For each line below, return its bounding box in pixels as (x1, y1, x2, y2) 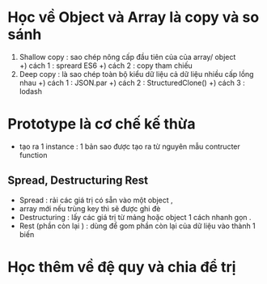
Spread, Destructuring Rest (7, 174, 149, 188)
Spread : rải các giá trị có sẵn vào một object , (19, 195, 173, 205)
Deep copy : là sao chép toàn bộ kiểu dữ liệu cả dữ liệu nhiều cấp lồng (19, 69, 254, 78)
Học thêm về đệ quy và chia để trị (7, 257, 236, 276)
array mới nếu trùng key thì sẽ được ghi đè (19, 203, 161, 214)
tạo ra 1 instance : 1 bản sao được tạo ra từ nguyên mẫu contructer (19, 142, 240, 151)
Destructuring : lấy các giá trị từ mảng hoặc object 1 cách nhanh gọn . (19, 212, 252, 222)
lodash (19, 86, 42, 96)
